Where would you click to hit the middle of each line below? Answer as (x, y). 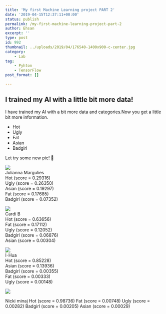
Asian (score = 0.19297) (29, 188)
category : (15, 52)
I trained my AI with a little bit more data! (69, 100)
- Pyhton (23, 66)
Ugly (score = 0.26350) (29, 183)
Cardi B (13, 214)
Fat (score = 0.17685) (27, 194)
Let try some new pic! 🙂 (29, 158)
